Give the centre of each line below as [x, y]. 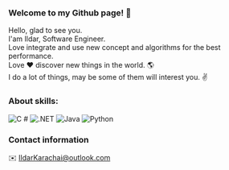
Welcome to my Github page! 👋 [70, 13]
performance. [31, 56]
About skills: [33, 102]
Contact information [49, 139]
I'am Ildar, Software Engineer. [57, 39]
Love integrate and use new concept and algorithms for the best [115, 48]
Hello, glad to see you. [45, 31]
